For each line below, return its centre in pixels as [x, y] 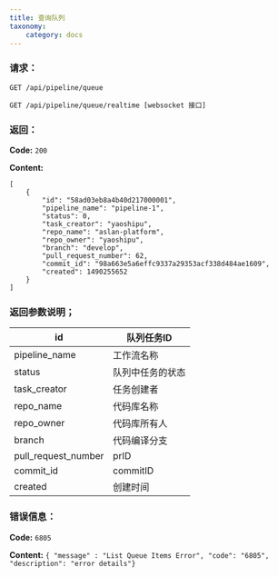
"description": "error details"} [73, 563]
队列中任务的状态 [149, 373]
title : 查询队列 [37, 18]
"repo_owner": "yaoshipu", [93, 240]
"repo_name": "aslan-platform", [104, 232]
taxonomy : [28, 26]
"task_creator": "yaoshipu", [97, 224]
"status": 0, [67, 216]
